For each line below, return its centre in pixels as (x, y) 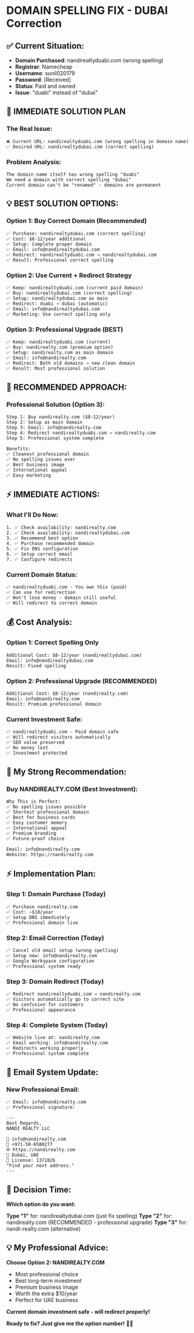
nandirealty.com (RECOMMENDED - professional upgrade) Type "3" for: (97, 1222)
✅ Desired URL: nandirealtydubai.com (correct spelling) (80, 147)
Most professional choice (47, 1274)
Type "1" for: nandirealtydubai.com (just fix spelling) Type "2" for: (89, 1215)
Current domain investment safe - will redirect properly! (78, 1311)
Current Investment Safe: (45, 719)
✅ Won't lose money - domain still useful (61, 598)
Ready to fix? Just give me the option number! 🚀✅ (70, 1323)
